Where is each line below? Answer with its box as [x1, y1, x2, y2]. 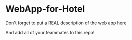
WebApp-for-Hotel [5, 3, 85, 15]
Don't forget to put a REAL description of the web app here [5, 20, 127, 26]
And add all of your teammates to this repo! [5, 29, 95, 35]
